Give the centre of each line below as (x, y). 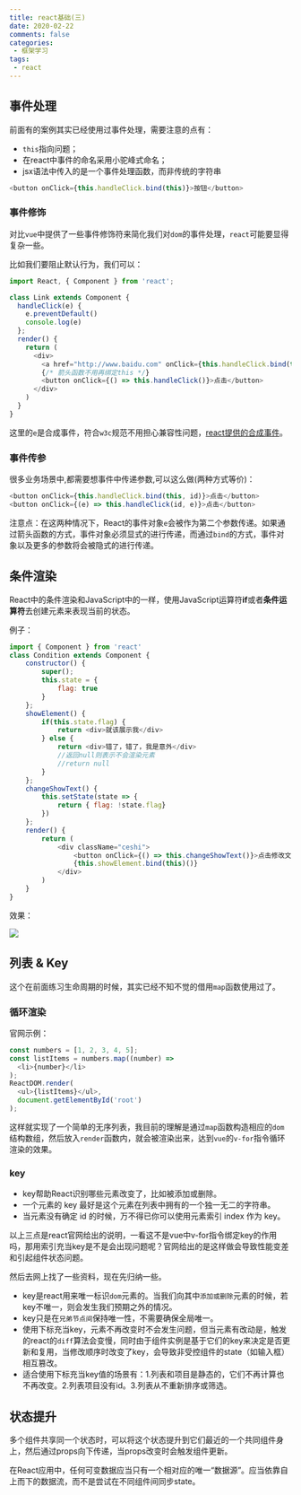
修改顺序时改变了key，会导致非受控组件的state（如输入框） (179, 1352)
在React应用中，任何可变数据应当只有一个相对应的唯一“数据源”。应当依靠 (145, 1470)
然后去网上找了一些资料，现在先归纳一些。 (88, 1277)
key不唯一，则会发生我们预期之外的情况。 (99, 1307)
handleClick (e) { (50, 306)
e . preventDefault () (62, 314)
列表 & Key (39, 963)
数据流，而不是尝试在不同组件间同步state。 (120, 1482)
